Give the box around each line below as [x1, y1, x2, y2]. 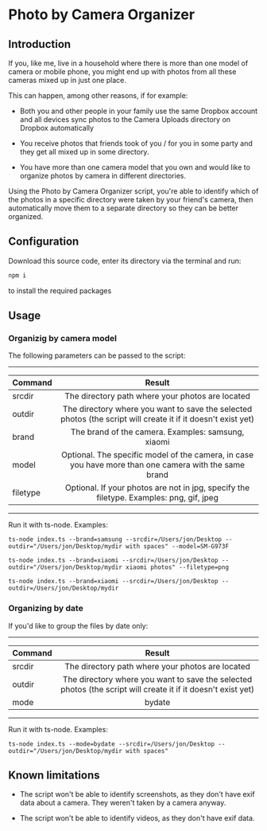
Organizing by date [8, 603, 83, 614]
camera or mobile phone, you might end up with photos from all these [8, 67, 237, 76]
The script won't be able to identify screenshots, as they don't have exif [19, 790, 256, 799]
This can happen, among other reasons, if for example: [8, 91, 188, 100]
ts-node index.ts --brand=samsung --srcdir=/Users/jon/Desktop [8, 535, 222, 543]
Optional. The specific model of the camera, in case [60, 449, 254, 461]
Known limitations [8, 769, 100, 782]
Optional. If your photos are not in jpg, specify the [64, 482, 250, 493]
